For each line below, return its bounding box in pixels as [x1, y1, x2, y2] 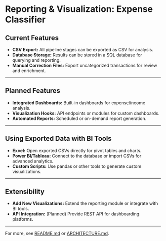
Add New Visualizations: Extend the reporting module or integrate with [12, 201, 158, 206]
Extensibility [5, 188, 44, 196]
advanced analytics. [12, 158, 53, 164]
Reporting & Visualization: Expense [5, 3, 153, 15]
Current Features [5, 34, 59, 42]
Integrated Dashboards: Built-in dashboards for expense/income [12, 100, 146, 106]
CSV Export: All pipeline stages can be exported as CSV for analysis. [12, 47, 153, 52]
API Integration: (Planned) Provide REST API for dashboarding [12, 211, 140, 217]
